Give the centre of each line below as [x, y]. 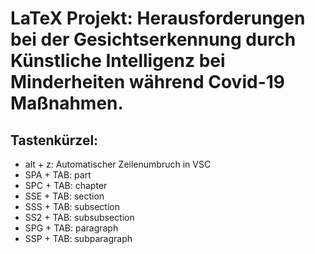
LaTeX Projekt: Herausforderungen [158, 18]
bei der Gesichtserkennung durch [153, 39]
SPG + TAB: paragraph [71, 228]
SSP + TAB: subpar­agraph [78, 238]
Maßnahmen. [67, 103]
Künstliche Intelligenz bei [118, 61]
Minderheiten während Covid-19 [147, 82]
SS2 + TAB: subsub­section [79, 217]
